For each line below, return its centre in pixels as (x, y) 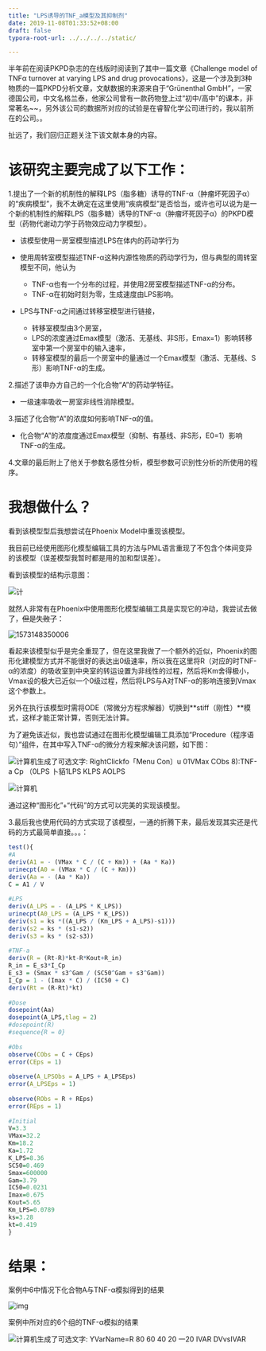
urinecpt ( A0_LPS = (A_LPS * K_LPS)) (69, 914)
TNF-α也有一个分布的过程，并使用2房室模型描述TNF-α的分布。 (135, 284)
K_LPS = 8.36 (26, 1158)
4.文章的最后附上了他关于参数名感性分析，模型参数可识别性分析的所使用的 (130, 463)
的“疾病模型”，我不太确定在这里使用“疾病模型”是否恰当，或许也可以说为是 (129, 204)
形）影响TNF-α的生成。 (70, 368)
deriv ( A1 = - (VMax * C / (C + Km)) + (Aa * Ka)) (92, 862)
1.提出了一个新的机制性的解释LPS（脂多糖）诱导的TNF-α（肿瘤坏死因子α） (131, 194)
